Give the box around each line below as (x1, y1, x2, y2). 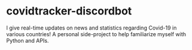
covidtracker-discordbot (6, 4, 132, 18)
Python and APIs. (6, 37, 49, 44)
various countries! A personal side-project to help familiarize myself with (6, 30, 187, 37)
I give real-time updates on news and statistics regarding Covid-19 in (6, 24, 177, 31)
